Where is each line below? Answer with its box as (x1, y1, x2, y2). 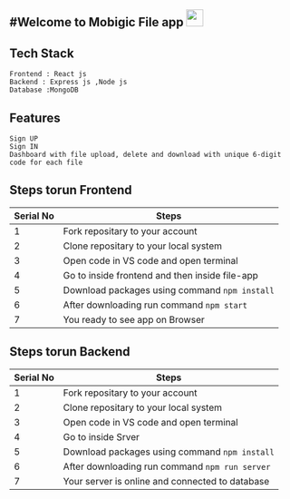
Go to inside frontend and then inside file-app (63, 269, 258, 281)
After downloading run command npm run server (63, 460, 271, 473)
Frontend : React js (9, 70, 88, 79)
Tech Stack (9, 45, 74, 61)
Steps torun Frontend (9, 182, 132, 198)
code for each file (9, 158, 83, 168)
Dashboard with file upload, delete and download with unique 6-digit (9, 151, 282, 160)
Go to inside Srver (63, 430, 140, 443)
